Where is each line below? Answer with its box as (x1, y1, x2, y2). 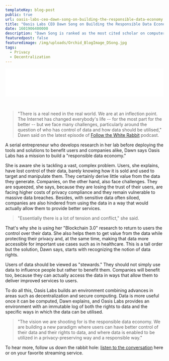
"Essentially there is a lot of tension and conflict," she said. (17, 215, 139, 221)
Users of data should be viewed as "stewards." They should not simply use (5, 262, 161, 268)
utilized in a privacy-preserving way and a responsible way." (17, 335, 142, 341)
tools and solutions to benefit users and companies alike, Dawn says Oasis (5, 147, 160, 153)
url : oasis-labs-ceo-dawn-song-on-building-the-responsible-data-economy (5, 17, 163, 22)
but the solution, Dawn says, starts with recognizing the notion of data (5, 246, 151, 252)
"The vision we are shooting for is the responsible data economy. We (17, 319, 161, 325)
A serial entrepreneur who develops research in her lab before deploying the (5, 142, 163, 148)
